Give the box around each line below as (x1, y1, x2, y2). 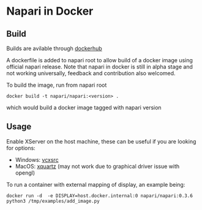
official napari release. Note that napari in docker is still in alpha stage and (6, 63, 193, 70)
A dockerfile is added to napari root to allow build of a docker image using (6, 57, 193, 63)
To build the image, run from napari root (6, 81, 107, 89)
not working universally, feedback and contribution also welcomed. (6, 70, 176, 77)
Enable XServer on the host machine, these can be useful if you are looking (6, 137, 196, 145)
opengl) (15, 169, 36, 176)
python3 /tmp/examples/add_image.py (6, 198, 100, 204)
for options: (6, 144, 36, 151)
